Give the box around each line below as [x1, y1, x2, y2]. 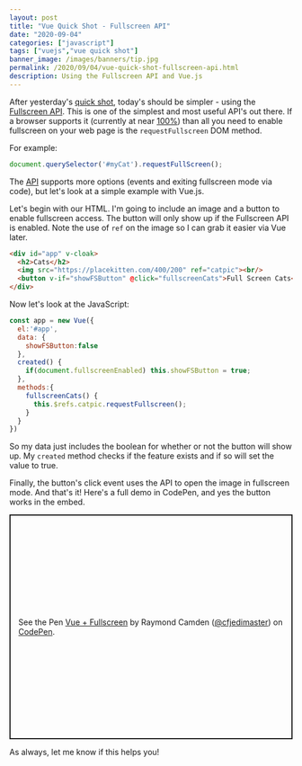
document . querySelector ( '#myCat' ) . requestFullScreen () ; [9, 159, 223, 169]
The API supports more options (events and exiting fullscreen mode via [9, 176, 272, 187]
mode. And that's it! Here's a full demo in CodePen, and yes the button [9, 487, 271, 498]
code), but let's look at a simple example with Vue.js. [9, 185, 205, 196]
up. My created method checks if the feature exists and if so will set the [9, 450, 275, 461]
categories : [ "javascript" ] [9, 38, 115, 48]
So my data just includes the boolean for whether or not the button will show [9, 441, 292, 452]
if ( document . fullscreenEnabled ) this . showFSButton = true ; [25, 366, 252, 376]
